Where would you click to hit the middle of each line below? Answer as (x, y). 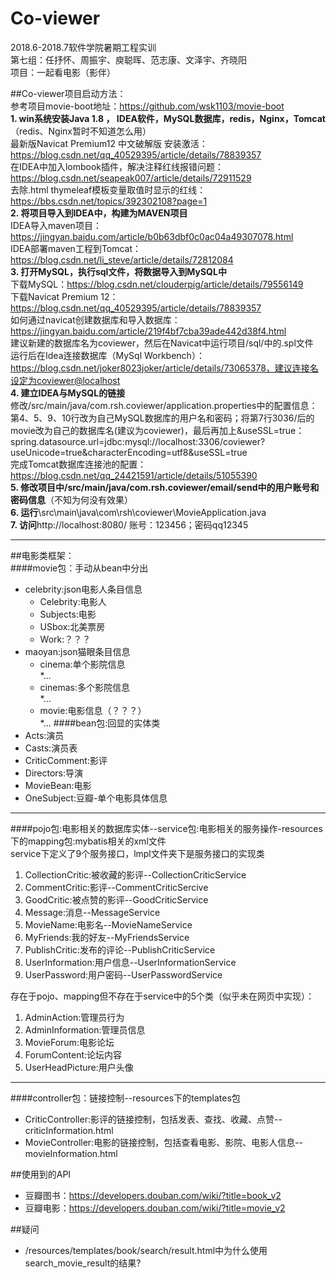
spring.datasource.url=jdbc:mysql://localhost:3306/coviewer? (138, 441)
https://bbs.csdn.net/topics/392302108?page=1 (109, 201)
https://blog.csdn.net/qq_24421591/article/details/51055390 (134, 475)
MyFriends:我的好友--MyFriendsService (107, 937)
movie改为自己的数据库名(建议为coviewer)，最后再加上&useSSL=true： (157, 430)
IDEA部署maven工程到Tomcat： (76, 248)
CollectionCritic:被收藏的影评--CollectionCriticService (135, 874)
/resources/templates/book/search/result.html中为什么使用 (146, 1250)
